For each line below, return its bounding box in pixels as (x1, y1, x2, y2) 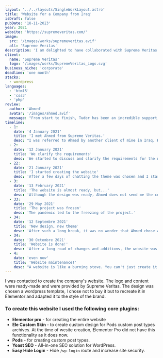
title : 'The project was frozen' (14, 206, 81, 211)
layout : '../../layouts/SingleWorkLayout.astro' (5, 7, 105, 12)
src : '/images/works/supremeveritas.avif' (9, 39, 97, 44)
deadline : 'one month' (5, 70, 51, 75)
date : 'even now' (14, 256, 49, 260)
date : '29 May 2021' (14, 201, 55, 206)
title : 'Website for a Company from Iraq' (5, 12, 92, 17)
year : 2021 (5, 25, 27, 30)
